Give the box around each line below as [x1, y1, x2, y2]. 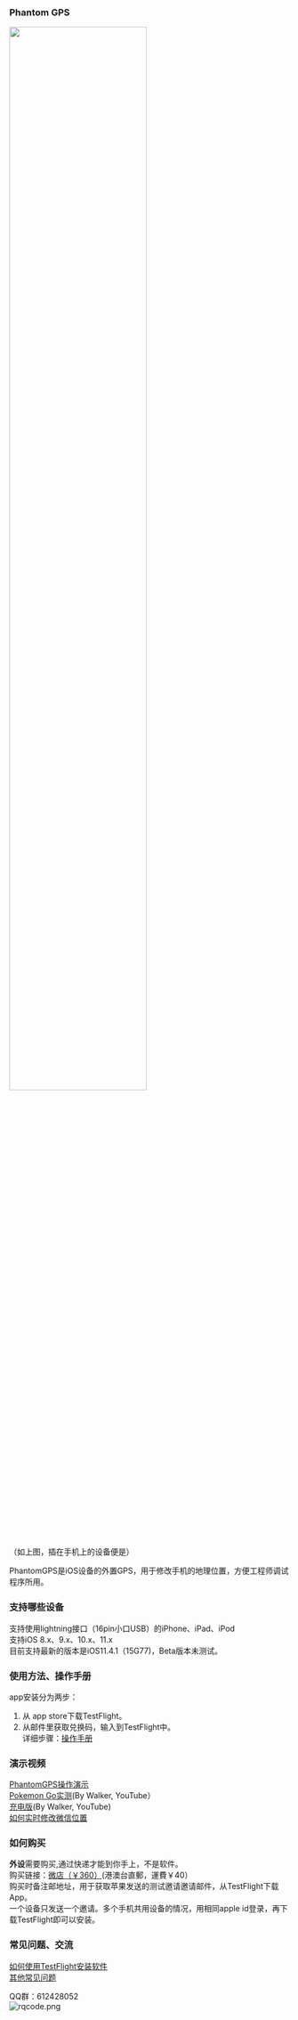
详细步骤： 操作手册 [21, 1732, 93, 1743]
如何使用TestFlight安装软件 [9, 1960, 109, 1971]
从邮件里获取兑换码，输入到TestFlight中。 [21, 1721, 176, 1732]
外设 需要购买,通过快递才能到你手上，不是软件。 [9, 1859, 184, 1870]
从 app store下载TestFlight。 [21, 1710, 127, 1721]
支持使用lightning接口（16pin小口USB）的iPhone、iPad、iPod [9, 1623, 236, 1634]
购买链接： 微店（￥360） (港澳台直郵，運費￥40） [9, 1870, 193, 1880]
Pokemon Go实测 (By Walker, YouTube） [9, 1790, 156, 1801]
